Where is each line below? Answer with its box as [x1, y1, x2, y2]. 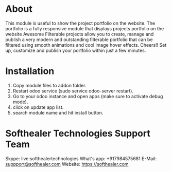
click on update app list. [12, 104, 64, 110]
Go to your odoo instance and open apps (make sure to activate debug [12, 93, 163, 99]
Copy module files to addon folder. [12, 82, 87, 88]
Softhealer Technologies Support [5, 128, 150, 139]
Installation [5, 65, 55, 77]
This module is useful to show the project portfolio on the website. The [5, 20, 156, 26]
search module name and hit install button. [12, 109, 104, 116]
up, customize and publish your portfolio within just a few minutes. [5, 47, 146, 53]
